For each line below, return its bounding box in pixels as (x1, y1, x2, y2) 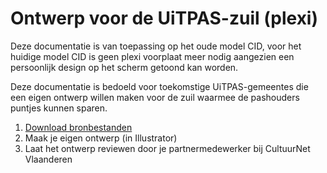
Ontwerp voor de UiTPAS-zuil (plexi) (10, 7, 319, 30)
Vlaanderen (24, 153, 73, 165)
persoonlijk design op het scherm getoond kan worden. (10, 61, 239, 73)
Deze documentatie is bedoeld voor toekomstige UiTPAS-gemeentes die (10, 80, 309, 92)
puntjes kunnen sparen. (10, 102, 108, 114)
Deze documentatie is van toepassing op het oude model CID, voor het (10, 40, 302, 52)
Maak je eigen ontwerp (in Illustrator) (24, 132, 178, 144)
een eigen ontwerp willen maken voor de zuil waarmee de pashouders (10, 91, 300, 103)
